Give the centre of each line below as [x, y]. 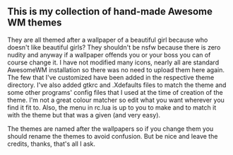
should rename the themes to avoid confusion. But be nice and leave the [113, 136]
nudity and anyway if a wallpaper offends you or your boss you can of [109, 54]
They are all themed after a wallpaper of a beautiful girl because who [108, 40]
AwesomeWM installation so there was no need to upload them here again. [116, 69]
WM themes [35, 23]
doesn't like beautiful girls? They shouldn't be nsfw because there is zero [114, 47]
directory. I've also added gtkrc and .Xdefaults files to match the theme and [117, 85]
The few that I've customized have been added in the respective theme [111, 77]
